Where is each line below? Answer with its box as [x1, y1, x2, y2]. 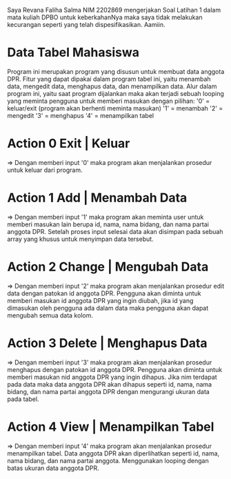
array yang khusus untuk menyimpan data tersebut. [7, 235, 154, 243]
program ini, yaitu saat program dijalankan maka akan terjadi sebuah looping [7, 89, 224, 97]
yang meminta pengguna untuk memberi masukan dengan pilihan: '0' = [7, 97, 210, 105]
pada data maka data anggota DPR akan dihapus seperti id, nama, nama [7, 380, 212, 389]
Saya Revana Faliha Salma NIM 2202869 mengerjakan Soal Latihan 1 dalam [7, 6, 221, 14]
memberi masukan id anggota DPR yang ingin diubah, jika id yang [7, 296, 194, 304]
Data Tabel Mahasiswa [7, 45, 140, 61]
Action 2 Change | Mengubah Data [7, 259, 209, 275]
